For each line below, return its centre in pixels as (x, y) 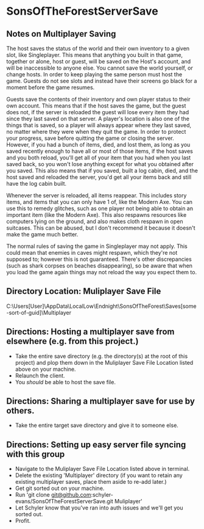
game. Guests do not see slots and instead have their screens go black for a (102, 81)
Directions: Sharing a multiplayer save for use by (100, 401)
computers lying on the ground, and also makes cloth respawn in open (95, 221)
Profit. (23, 521)
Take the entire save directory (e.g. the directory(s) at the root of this (101, 356)
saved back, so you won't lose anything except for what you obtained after (100, 164)
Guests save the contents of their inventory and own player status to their (98, 99)
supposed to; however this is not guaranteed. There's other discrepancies (99, 259)
